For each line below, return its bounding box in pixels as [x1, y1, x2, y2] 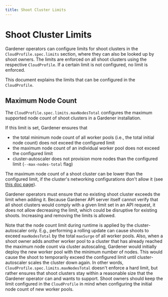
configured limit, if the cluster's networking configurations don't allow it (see [5, 176, 163, 182]
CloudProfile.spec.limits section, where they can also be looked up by [5, 51, 154, 57]
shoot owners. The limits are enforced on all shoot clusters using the [5, 56, 147, 62]
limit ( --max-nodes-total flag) [12, 161, 73, 167]
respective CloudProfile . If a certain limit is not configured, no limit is [5, 61, 148, 68]
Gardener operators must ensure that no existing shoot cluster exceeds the [5, 191, 160, 197]
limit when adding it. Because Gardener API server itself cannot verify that [5, 197, 158, 203]
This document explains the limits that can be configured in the [5, 76, 135, 83]
